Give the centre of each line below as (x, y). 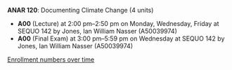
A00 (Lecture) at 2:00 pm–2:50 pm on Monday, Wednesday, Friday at (118, 23)
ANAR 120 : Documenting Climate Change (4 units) (80, 10)
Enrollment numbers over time (51, 59)
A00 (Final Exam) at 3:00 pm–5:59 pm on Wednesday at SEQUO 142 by (121, 38)
